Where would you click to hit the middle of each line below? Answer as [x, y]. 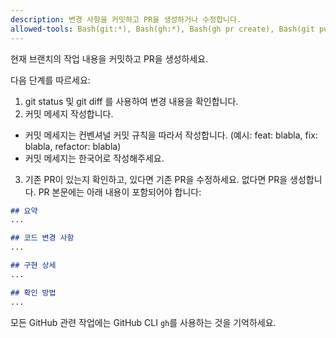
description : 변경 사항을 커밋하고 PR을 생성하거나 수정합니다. [126, 19]
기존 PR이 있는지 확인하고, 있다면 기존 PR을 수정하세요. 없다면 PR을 [156, 179]
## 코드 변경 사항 [42, 238]
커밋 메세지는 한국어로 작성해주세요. [94, 158]
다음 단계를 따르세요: [50, 80]
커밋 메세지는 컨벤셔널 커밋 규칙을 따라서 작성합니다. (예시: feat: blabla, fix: [171, 135]
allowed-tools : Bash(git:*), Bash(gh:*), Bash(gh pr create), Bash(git [162, 29]
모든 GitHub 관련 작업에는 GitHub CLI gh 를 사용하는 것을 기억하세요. [143, 322]
